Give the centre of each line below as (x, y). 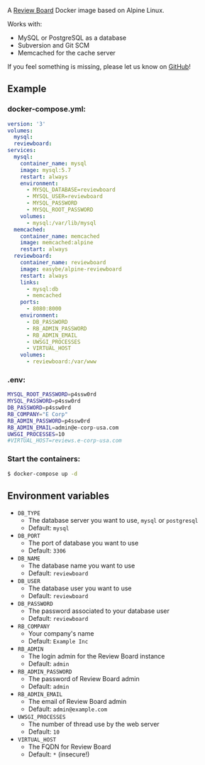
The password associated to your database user (99, 611)
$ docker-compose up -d (43, 474)
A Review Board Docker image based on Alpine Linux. (86, 10)
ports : (30, 302)
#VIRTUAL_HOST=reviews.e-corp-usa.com (65, 441)
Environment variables (59, 495)
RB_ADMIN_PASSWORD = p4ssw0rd (49, 421)
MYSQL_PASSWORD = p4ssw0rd (44, 401)
